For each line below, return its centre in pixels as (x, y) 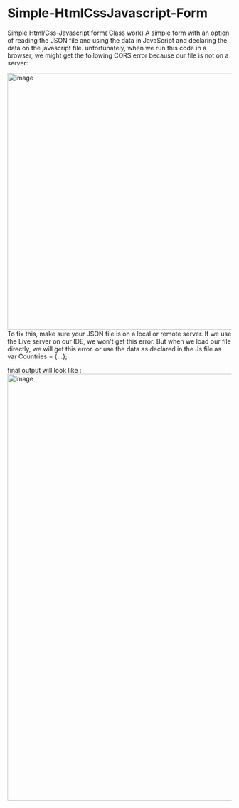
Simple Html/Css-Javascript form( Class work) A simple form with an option (118, 33)
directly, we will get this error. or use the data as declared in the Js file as (115, 349)
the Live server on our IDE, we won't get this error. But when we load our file (119, 341)
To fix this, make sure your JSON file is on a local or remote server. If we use (119, 334)
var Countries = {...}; (37, 356)
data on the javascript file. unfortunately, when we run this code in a (107, 48)
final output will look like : (44, 370)
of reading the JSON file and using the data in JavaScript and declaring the (117, 40)
